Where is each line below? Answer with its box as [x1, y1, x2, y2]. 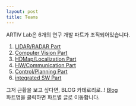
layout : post [6, 8, 39, 15]
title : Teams [6, 14, 39, 20]
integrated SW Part [14, 74, 62, 81]
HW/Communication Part [14, 61, 76, 68]
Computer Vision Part [14, 49, 68, 56]
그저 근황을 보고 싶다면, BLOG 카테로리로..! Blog [6, 86, 118, 93]
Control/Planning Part [14, 68, 68, 75]
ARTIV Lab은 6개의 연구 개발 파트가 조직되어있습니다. [6, 31, 131, 38]
